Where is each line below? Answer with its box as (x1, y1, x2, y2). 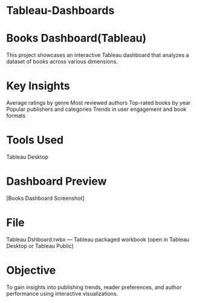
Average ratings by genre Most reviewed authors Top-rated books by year (6, 99, 191, 107)
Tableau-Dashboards (6, 4, 115, 18)
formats (6, 112, 26, 119)
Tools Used (6, 133, 64, 147)
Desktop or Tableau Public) (6, 242, 74, 249)
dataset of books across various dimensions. (6, 58, 118, 65)
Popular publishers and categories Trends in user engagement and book (6, 105, 187, 113)
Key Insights (6, 79, 71, 93)
